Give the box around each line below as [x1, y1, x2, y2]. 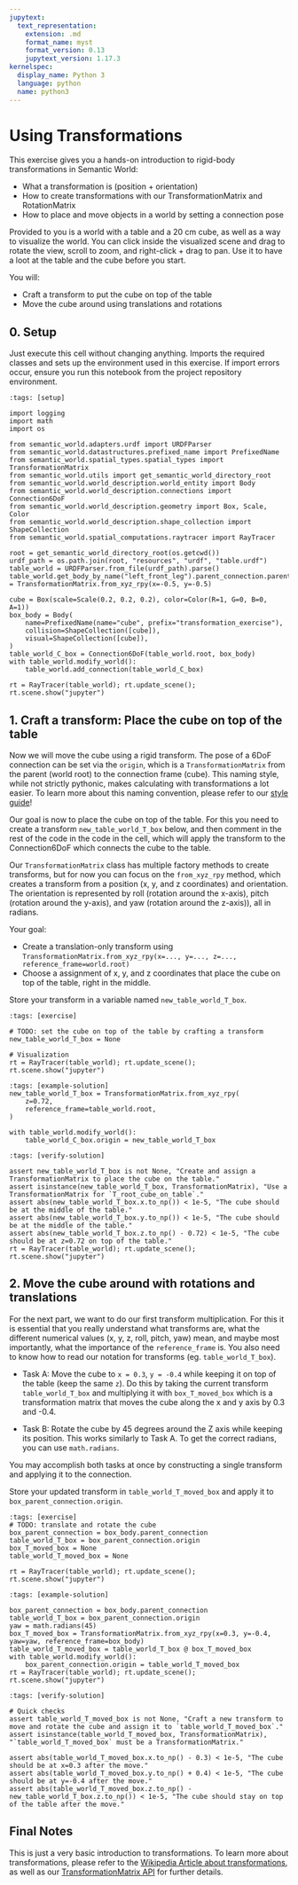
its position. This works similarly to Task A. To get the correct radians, [21, 1433, 277, 1443]
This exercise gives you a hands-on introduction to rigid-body [9, 154, 235, 165]
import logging [9, 409, 66, 418]
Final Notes [9, 1824, 74, 1839]
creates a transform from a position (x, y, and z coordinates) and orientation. [9, 879, 288, 890]
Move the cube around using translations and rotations [21, 299, 223, 310]
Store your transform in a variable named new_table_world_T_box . [9, 994, 247, 1005]
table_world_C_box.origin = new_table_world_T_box [25, 1136, 216, 1145]
